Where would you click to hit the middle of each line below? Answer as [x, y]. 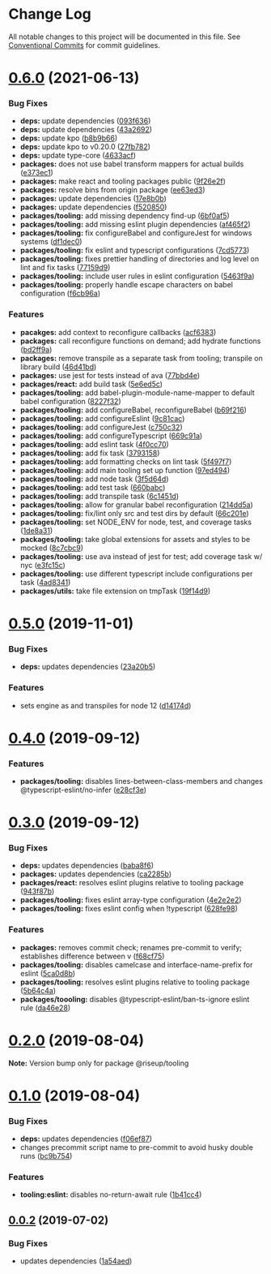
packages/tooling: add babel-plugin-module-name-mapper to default [137, 392]
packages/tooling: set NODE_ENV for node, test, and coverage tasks [136, 522]
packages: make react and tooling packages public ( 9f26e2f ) [123, 181]
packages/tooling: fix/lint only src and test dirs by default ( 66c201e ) [134, 513]
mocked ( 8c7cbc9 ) [51, 548]
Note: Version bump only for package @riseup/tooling [99, 1063]
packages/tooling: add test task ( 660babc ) [93, 487]
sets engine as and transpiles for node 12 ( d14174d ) [106, 705]
